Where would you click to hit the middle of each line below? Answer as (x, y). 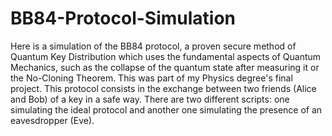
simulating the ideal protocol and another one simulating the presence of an (166, 109)
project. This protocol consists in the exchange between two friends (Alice (163, 88)
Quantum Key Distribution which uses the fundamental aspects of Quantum (166, 56)
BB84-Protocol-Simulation (123, 18)
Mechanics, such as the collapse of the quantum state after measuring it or (165, 67)
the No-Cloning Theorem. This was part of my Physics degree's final (151, 78)
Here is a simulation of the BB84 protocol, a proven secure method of (153, 46)
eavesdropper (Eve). (52, 120)
